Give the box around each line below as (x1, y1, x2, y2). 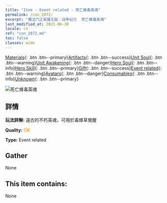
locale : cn (5, 26, 28, 31)
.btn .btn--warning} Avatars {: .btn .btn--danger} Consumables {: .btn (5, 70, 145, 76)
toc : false (5, 36, 28, 41)
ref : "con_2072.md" (5, 31, 47, 36)
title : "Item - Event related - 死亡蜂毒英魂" (5, 7, 101, 13)
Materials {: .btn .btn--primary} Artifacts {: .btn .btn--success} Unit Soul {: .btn (5, 54, 163, 60)
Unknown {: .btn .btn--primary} (15, 75, 79, 82)
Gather (5, 151, 28, 160)
